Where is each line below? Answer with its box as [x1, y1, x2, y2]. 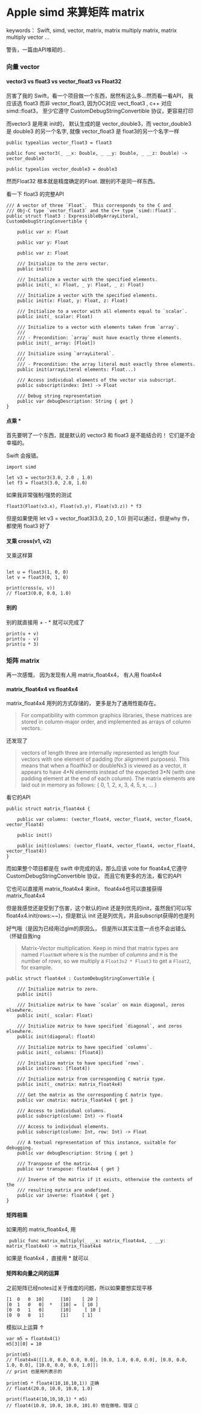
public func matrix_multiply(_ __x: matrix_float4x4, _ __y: [8, 1238, 166, 1244]
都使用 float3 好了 [6, 523, 51, 530]
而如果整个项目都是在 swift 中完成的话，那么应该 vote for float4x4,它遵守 [6, 865, 187, 872]
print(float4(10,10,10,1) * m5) [6, 1396, 88, 1402]
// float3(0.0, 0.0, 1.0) [6, 590, 71, 596]
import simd [6, 464, 36, 471]
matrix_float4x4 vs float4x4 [6, 685, 78, 692]
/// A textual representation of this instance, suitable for [17, 1139, 177, 1146]
